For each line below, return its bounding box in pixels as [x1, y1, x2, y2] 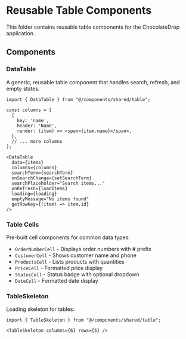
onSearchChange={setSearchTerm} [11, 175, 92, 181]
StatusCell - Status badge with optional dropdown [14, 270, 139, 278]
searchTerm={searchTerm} [11, 170, 73, 176]
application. [6, 29, 35, 36]
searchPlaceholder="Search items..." [11, 180, 106, 186]
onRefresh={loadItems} [11, 185, 68, 191]
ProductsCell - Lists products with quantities [14, 258, 125, 265]
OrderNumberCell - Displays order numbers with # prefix [14, 245, 152, 252]
